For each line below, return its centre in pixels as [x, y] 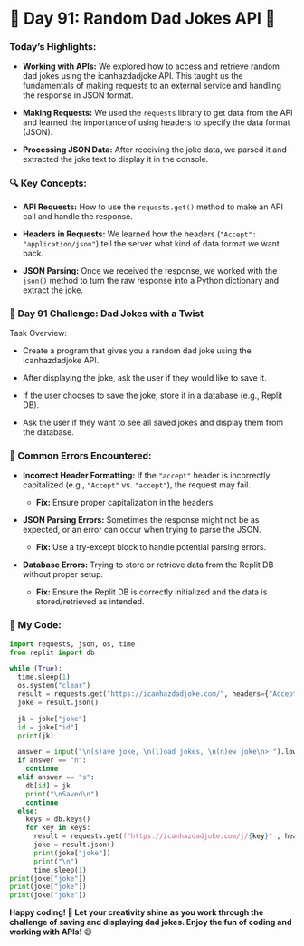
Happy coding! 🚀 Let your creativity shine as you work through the [137, 912]
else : [28, 811]
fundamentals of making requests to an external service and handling [152, 86]
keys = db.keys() [58, 819]
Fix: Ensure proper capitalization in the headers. [125, 503]
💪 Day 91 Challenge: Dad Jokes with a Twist [107, 314]
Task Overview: [38, 333]
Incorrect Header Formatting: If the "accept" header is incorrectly [146, 476]
